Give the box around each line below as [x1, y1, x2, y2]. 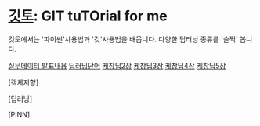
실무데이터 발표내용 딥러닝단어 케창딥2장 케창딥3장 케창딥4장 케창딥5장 [8, 60, 226, 70]
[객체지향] [8, 77, 39, 87]
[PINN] [8, 110, 31, 119]
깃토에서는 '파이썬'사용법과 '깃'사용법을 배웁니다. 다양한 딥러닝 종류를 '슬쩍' [8, 34, 238, 44]
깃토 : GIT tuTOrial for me [8, 7, 168, 25]
